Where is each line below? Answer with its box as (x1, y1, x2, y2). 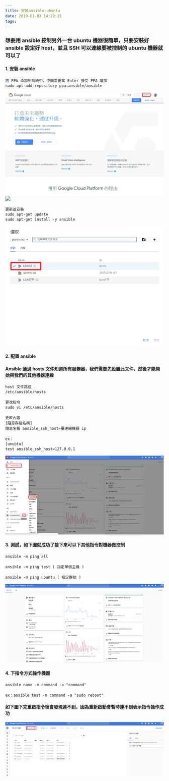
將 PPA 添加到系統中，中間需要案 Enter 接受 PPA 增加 (5, 78, 107, 83)
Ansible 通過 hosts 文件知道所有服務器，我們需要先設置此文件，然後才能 (5, 366, 156, 372)
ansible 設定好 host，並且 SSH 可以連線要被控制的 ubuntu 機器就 (5, 44, 163, 51)
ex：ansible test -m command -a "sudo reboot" (5, 693, 104, 698)
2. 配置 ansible (5, 353, 36, 359)
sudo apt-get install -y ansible (5, 217, 75, 222)
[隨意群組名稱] (5, 421, 33, 426)
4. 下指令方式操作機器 (5, 670, 50, 676)
